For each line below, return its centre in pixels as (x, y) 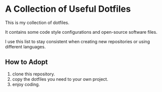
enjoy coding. (26, 84)
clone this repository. (34, 74)
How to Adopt (27, 62)
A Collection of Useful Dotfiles (68, 9)
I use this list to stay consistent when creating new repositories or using (78, 41)
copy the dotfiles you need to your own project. (60, 79)
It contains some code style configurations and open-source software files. (81, 32)
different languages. (25, 46)
